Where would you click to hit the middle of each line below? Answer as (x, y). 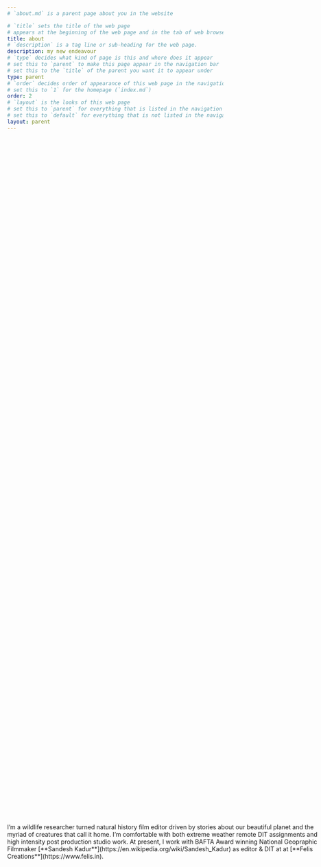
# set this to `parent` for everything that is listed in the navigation (115, 109)
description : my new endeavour (52, 52)
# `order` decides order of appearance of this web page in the (101, 83)
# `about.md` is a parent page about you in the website (90, 13)
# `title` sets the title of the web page (69, 26)
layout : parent (29, 122)
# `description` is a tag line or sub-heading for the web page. (102, 45)
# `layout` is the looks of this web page (69, 103)
